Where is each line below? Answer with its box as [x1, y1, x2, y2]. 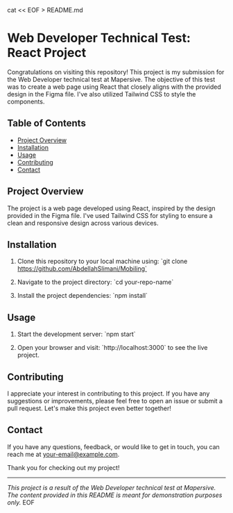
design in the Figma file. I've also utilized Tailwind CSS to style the [7, 90, 196, 98]
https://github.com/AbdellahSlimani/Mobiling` [17, 264, 148, 273]
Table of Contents [7, 117, 87, 129]
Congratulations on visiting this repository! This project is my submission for [7, 67, 225, 76]
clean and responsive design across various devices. [7, 219, 159, 227]
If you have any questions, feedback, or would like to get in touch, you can [7, 442, 220, 451]
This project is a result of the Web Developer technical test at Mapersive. [7, 483, 216, 491]
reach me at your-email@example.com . [7, 450, 120, 458]
